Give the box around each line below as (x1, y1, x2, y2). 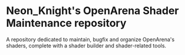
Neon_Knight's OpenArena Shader (6, 4, 179, 18)
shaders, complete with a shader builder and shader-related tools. (6, 42, 167, 49)
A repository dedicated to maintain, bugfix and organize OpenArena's (6, 36, 175, 43)
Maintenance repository (6, 16, 127, 30)
